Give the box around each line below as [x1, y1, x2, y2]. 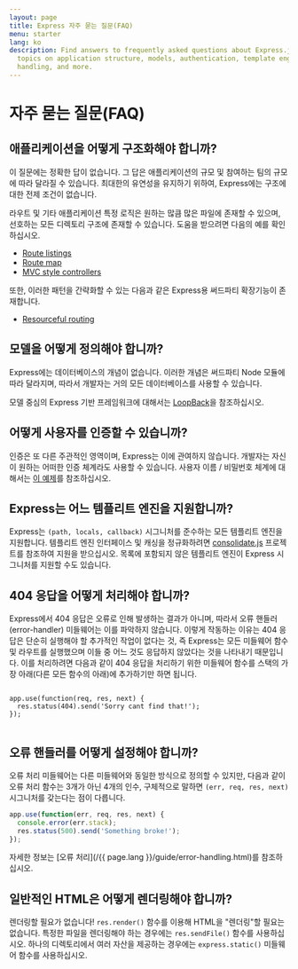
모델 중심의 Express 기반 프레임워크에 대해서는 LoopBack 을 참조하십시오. [9, 397, 264, 407]
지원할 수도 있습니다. [39, 560, 112, 571]
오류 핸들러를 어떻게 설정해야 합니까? [9, 744, 199, 760]
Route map [21, 256, 62, 267]
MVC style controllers [21, 266, 102, 277]
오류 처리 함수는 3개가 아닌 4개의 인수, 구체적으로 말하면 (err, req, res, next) [9, 781, 289, 792]
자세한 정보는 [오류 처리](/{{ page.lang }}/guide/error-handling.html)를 [9, 852, 260, 863]
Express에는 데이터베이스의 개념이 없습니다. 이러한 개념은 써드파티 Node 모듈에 [9, 366, 286, 377]
